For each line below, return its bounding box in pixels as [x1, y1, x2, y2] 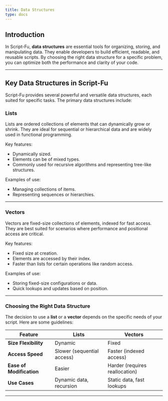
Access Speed [7, 351, 43, 358]
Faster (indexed [107, 348, 144, 355]
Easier [54, 365, 69, 372]
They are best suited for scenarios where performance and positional [5, 225, 148, 231]
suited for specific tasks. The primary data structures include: [5, 97, 132, 103]
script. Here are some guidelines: [5, 319, 73, 325]
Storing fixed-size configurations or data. [12, 280, 97, 286]
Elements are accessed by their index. [12, 255, 91, 261]
